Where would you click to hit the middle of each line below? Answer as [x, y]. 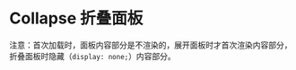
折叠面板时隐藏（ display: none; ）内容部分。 [93, 56]
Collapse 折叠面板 [76, 18]
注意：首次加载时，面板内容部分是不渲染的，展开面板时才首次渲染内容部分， [151, 45]
